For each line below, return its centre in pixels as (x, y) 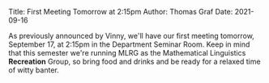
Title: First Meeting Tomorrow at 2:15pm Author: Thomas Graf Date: (121, 12)
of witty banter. (34, 70)
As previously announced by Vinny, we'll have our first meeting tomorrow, (132, 36)
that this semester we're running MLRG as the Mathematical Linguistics (127, 53)
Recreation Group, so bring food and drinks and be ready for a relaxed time (134, 61)
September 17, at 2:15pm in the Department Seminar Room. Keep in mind (129, 44)
